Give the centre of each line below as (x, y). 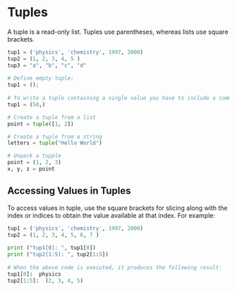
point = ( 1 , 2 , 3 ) (34, 163)
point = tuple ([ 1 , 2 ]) (41, 124)
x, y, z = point (31, 169)
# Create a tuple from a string (55, 137)
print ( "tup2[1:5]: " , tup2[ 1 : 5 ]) (58, 254)
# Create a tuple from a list (52, 117)
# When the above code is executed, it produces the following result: (115, 268)
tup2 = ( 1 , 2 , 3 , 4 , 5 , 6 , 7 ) (53, 235)
